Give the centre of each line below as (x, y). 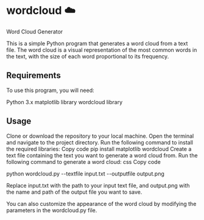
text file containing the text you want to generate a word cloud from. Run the (102, 155)
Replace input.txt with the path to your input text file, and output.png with (98, 185)
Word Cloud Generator (35, 31)
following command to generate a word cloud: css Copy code (84, 161)
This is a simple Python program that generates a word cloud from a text (97, 43)
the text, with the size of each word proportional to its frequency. (88, 56)
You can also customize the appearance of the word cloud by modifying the (101, 204)
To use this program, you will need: (50, 90)
